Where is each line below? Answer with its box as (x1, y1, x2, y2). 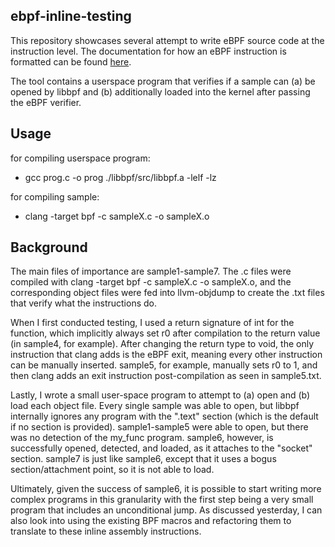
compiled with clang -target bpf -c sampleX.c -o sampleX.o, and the (10, 276, 292, 288)
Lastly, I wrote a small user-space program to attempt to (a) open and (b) (10, 389, 311, 401)
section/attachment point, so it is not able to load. (10, 464, 215, 476)
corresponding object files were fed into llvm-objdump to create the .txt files (10, 287, 325, 299)
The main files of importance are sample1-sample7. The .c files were (10, 265, 292, 278)
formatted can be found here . (10, 55, 132, 68)
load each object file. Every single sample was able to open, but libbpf (10, 400, 300, 412)
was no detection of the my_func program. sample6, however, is (10, 432, 274, 444)
